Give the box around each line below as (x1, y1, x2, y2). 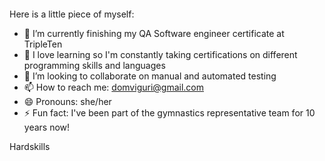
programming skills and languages (23, 60, 166, 71)
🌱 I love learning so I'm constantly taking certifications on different (23, 49, 298, 60)
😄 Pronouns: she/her (23, 96, 112, 107)
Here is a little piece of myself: (9, 8, 135, 20)
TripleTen (23, 38, 63, 50)
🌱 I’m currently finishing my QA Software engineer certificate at (23, 28, 285, 39)
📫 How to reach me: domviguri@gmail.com (23, 81, 204, 93)
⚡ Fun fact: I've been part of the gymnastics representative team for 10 (23, 107, 316, 119)
